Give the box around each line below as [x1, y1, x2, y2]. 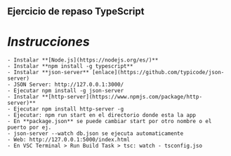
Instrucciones [7, 34, 90, 50]
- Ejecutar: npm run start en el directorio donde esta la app [7, 112, 197, 119]
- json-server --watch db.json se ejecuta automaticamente [7, 130, 184, 137]
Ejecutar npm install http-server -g [13, 106, 124, 113]
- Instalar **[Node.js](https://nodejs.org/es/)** [7, 57, 159, 64]
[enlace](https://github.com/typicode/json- [92, 69, 225, 76]
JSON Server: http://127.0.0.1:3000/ [13, 81, 124, 88]
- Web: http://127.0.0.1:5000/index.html [7, 136, 131, 143]
